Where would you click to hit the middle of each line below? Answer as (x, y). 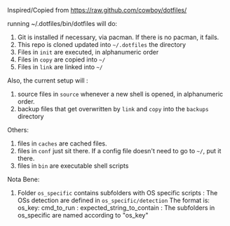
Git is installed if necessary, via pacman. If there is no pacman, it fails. (118, 37)
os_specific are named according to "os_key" (83, 215)
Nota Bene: (23, 179)
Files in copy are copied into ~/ (61, 59)
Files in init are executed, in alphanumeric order (88, 52)
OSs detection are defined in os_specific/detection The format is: (114, 200)
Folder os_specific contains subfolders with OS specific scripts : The (117, 193)
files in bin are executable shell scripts (73, 166)
